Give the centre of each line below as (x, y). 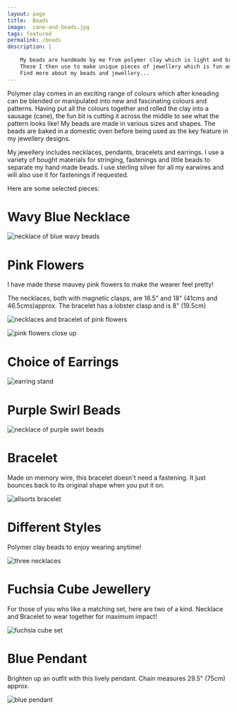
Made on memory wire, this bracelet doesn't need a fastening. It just (107, 478)
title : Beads (28, 21)
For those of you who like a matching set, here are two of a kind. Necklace (115, 609)
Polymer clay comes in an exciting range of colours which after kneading (113, 93)
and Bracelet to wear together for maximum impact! (82, 617)
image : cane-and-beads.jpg (49, 27)
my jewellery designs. (39, 138)
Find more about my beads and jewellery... (85, 73)
